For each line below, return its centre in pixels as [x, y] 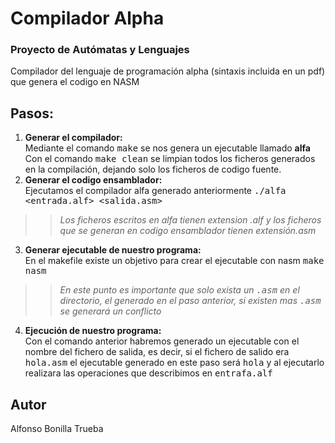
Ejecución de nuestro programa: [93, 331]
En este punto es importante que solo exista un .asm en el [179, 290]
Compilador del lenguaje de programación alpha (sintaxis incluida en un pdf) [168, 71]
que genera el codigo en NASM [75, 82]
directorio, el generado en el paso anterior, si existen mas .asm [190, 301]
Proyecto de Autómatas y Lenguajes [100, 50]
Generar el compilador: [73, 138]
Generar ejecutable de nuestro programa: [113, 250]
